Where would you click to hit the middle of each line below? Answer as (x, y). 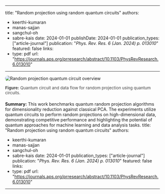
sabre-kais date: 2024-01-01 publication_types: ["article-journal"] (78, 155)
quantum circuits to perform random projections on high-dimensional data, (81, 115)
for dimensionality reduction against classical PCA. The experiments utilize (81, 109)
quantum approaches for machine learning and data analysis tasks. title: (78, 125)
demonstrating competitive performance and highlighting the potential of (79, 119)
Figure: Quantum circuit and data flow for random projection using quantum (78, 88)
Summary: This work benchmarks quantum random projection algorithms (80, 104)
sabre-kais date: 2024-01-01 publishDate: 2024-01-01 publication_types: (86, 38)
